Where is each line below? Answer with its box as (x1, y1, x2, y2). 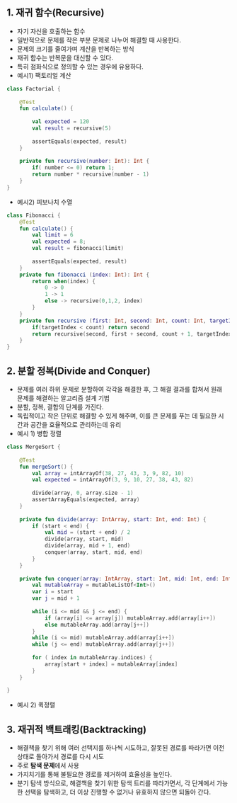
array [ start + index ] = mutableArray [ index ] (44, 661, 178, 668)
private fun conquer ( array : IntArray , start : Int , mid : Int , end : (19, 575, 219, 582)
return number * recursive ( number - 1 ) (32, 171, 150, 178)
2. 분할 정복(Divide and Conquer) (6, 365, 151, 377)
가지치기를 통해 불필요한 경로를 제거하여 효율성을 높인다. (16, 770, 173, 779)
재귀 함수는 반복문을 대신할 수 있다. (16, 53, 114, 62)
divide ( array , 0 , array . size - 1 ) (32, 489, 134, 497)
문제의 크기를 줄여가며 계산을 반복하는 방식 (16, 45, 135, 53)
